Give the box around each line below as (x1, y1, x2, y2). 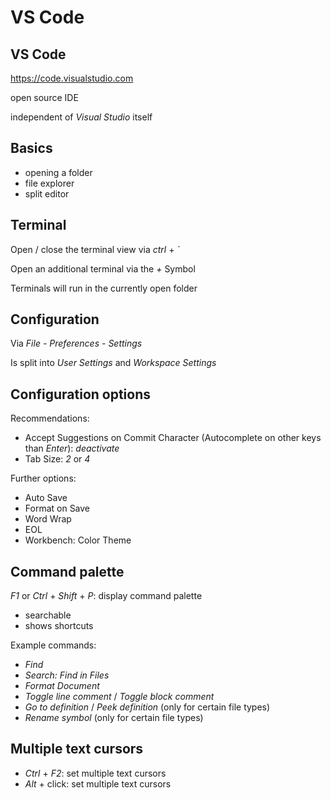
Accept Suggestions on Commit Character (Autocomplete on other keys (24, 432, 322, 444)
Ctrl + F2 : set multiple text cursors (24, 767, 167, 779)
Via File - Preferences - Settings (10, 337, 143, 350)
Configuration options (10, 386, 152, 403)
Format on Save (24, 502, 91, 515)
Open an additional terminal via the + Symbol (10, 262, 196, 275)
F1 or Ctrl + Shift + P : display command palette (10, 590, 203, 602)
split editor (24, 187, 70, 200)
